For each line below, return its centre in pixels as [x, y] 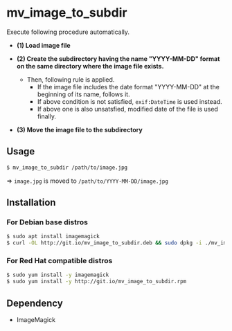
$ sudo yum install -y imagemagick [58, 275]
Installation [31, 203]
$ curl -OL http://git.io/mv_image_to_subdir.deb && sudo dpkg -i [104, 243]
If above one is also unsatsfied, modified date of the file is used [128, 109]
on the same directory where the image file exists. [90, 66]
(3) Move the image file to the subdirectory [79, 129]
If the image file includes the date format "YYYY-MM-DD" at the [128, 87]
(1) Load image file [43, 45]
